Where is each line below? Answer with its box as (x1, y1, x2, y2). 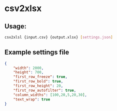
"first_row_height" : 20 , (13, 83, 63, 88)
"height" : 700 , (13, 70, 44, 75)
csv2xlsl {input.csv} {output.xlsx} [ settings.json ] (4, 35, 113, 40)
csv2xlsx (4, 3, 42, 14)
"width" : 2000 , (13, 66, 44, 70)
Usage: (4, 22, 27, 30)
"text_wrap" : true (13, 97, 50, 102)
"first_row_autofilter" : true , (13, 88, 76, 93)
